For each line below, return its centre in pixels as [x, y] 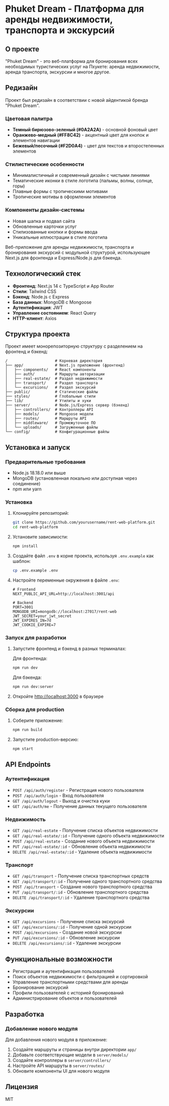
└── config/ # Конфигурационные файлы [57, 432]
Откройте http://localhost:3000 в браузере [58, 696]
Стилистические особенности [45, 164]
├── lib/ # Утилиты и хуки [48, 401]
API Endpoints [28, 765]
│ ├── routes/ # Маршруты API [46, 418]
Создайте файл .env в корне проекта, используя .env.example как [83, 556]
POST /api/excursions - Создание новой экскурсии [67, 932]
